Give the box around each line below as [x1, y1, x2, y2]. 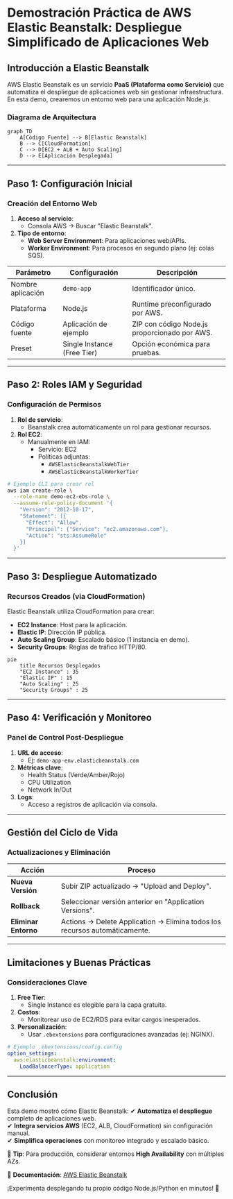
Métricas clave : [17, 763, 63, 772]
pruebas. [131, 348, 162, 357]
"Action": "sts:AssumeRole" [25, 532, 107, 539]
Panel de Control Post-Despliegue [7, 733, 123, 742]
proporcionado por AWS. [131, 328, 213, 337]
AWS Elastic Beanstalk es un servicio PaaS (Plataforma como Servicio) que [7, 80, 224, 88]
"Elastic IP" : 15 [19, 674, 73, 681]
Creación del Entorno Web [7, 198, 98, 208]
